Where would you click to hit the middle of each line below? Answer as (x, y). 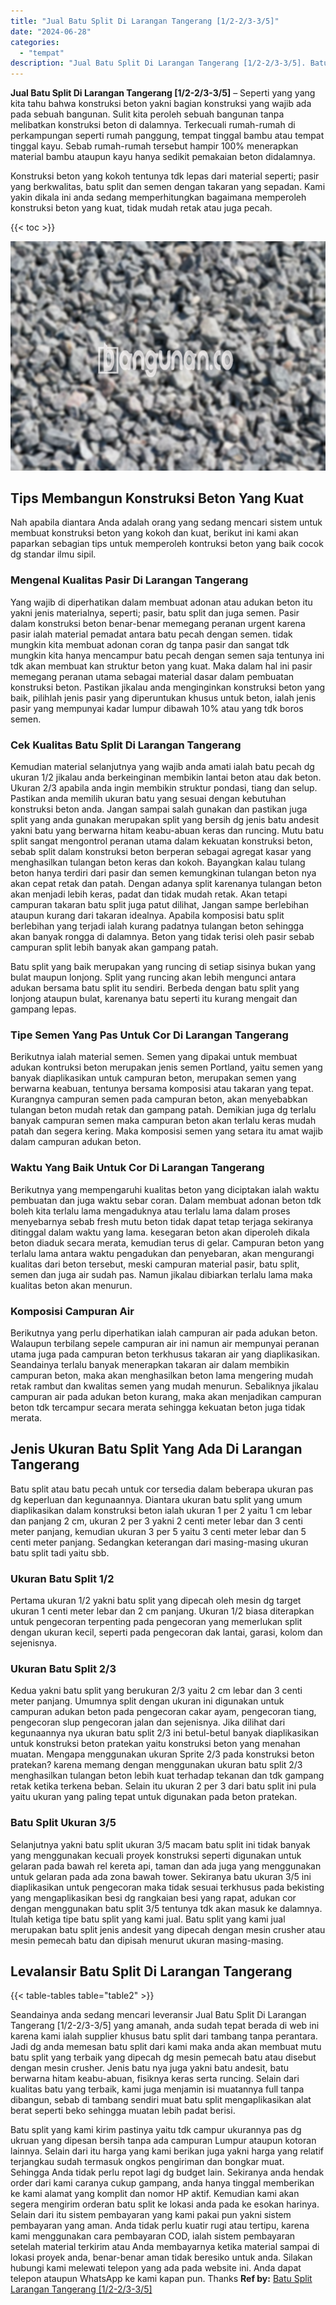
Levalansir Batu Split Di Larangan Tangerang (151, 1971)
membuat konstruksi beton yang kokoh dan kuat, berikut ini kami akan (154, 533)
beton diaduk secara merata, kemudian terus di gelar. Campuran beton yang (167, 1242)
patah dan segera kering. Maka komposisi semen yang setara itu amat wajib (167, 1131)
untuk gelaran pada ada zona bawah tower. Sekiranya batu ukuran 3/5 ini (161, 1876)
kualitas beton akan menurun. (71, 1285)
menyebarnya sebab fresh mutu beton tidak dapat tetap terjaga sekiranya (162, 1221)
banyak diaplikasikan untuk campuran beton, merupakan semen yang (153, 1078)
